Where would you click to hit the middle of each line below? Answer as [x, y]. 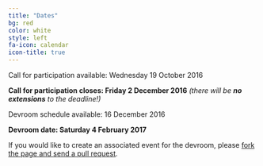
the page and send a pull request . [63, 153]
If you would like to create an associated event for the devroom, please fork [131, 145]
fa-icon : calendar [38, 45]
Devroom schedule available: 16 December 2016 [87, 114]
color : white [30, 30]
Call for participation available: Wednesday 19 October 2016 [106, 75]
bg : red [21, 23]
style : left [28, 38]
